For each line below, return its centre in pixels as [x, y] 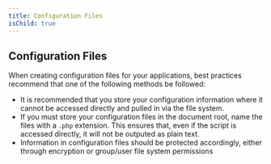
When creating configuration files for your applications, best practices [125, 76]
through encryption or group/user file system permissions [116, 151]
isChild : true [32, 23]
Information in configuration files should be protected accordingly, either [141, 143]
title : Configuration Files [56, 16]
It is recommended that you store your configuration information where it [141, 100]
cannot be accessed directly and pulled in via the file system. [122, 108]
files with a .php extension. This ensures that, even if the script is [128, 125]
